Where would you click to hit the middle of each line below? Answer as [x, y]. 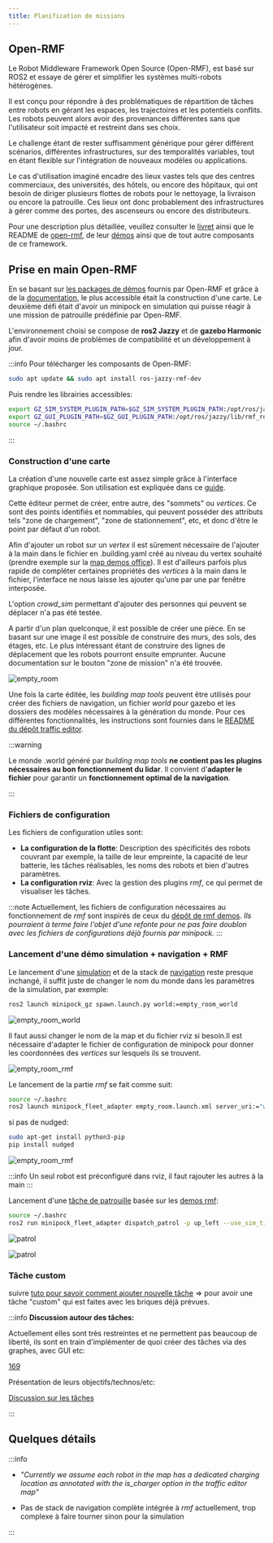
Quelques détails [52, 1439]
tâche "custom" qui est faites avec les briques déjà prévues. [109, 1302]
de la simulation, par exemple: [58, 989]
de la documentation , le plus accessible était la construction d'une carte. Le [135, 298]
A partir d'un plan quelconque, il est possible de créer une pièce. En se [127, 628]
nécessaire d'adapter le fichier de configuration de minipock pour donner [131, 1044]
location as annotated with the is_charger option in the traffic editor [134, 1483]
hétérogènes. [31, 85]
